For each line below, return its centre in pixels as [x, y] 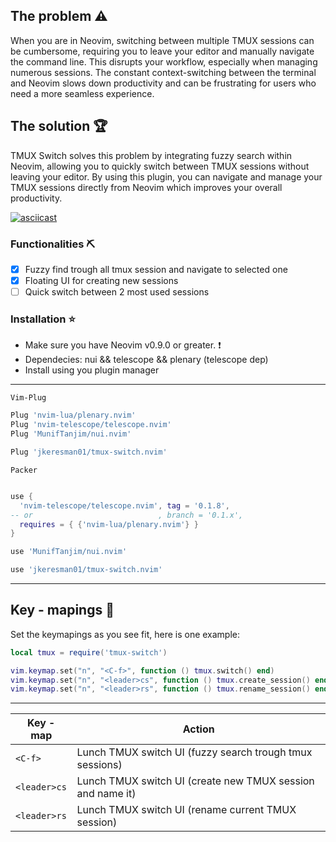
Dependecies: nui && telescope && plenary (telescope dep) [146, 360]
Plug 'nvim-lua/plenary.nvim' [73, 415]
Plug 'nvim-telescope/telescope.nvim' [91, 425]
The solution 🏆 [59, 126]
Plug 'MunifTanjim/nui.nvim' [71, 434]
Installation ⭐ [43, 319]
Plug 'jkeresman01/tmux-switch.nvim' [89, 452]
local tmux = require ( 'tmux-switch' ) [89, 652]
